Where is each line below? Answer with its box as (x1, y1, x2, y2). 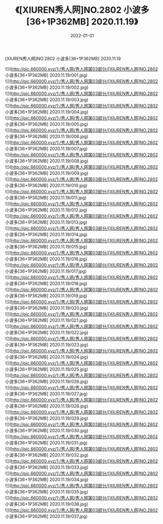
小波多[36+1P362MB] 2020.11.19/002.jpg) (5, 84, 89, 90)
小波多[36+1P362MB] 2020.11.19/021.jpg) (5, 317, 88, 323)
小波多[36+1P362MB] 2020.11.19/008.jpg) (5, 158, 89, 164)
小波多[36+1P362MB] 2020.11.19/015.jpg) (5, 244, 88, 250)
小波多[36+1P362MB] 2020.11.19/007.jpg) (5, 146, 88, 151)
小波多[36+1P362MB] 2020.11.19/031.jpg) (5, 440, 88, 446)
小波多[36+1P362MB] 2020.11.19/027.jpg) (5, 391, 88, 397)
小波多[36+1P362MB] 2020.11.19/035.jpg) (5, 489, 88, 495)
